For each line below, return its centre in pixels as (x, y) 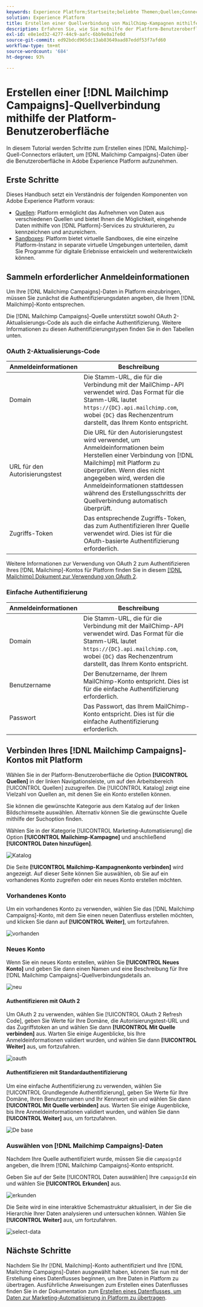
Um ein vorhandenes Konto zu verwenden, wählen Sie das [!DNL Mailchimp (100, 909)
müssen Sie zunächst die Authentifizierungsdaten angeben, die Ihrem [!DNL (101, 298)
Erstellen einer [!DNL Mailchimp (88, 92)
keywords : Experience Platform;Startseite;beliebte (72, 12)
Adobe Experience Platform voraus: (50, 201)
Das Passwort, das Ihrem (119, 706)
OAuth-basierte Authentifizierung (131, 541)
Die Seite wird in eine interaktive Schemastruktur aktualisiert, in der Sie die (99, 1207)
